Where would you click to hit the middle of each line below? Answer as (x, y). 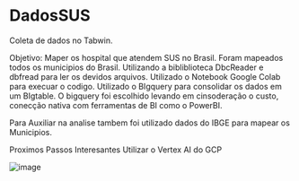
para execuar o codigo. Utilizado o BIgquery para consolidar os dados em (146, 86)
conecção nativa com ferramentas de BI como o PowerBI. (116, 105)
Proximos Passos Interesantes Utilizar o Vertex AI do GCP (116, 150)
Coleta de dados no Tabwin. (61, 40)
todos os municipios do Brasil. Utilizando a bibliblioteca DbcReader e (136, 67)
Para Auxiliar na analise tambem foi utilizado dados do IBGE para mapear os (149, 123)
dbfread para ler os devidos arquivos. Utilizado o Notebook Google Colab (145, 76)
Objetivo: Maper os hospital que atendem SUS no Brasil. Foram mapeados (146, 57)
